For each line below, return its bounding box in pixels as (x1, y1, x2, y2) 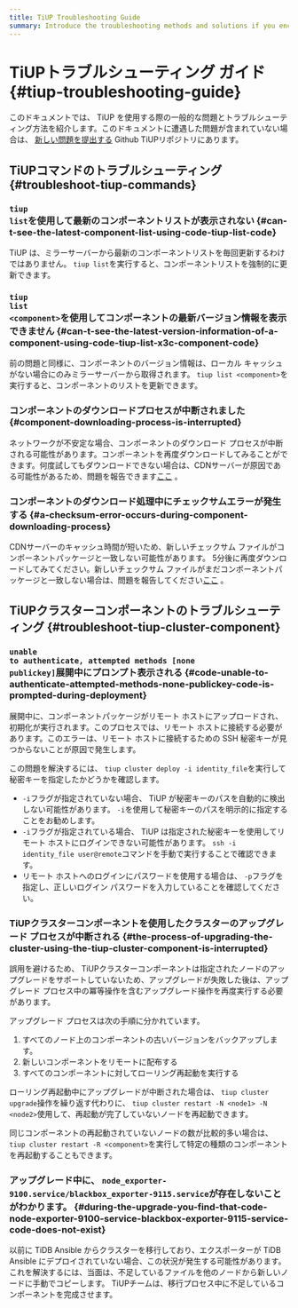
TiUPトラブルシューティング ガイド (9, 62, 266, 83)
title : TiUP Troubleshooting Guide (9, 12, 141, 22)
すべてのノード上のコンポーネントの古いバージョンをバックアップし (21, 1035, 271, 1044)
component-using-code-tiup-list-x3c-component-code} (9, 337, 260, 349)
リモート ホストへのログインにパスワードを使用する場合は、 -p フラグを (21, 870, 284, 881)
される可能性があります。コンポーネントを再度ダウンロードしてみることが (9, 448, 281, 459)
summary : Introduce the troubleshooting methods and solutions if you (9, 21, 276, 30)
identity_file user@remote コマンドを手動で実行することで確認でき (21, 848, 270, 859)
